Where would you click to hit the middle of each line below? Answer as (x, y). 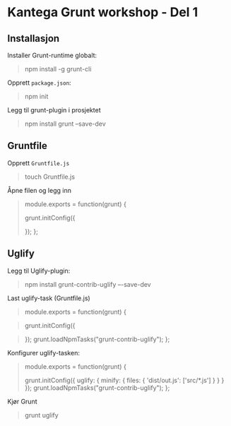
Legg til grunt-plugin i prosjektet (54, 110)
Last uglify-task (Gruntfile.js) (49, 298)
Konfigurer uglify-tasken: (43, 353)
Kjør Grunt (22, 401)
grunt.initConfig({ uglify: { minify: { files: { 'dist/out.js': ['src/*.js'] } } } (124, 380)
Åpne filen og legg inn (40, 190)
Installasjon (34, 39)
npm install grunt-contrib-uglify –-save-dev (88, 284)
